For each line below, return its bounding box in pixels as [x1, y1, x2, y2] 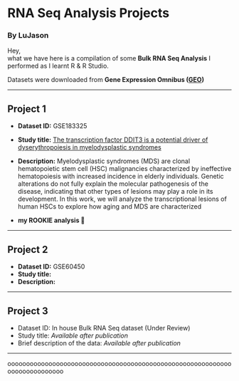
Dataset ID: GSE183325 [17, 122, 87, 130]
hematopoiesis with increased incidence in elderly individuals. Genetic [17, 172, 224, 181]
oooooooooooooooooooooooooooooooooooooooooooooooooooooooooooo [7, 359, 232, 367]
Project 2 [7, 244, 48, 256]
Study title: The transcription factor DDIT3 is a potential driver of [17, 135, 208, 144]
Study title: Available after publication [17, 331, 128, 340]
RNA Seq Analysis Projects [7, 5, 169, 21]
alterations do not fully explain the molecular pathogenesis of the [17, 179, 208, 188]
